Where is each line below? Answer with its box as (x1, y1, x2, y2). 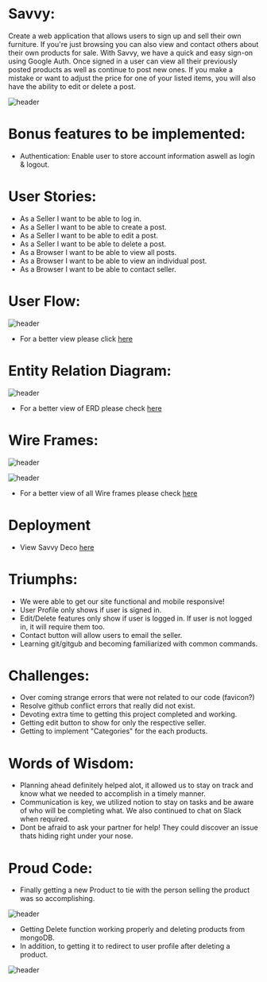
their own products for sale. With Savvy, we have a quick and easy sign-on (8, 48, 253, 57)
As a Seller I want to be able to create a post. (19, 222, 167, 231)
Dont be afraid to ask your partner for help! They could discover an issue (19, 823, 258, 833)
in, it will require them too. (19, 621, 105, 632)
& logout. (19, 160, 50, 169)
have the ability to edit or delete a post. (8, 81, 137, 91)
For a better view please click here (19, 334, 133, 343)
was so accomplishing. (19, 894, 95, 903)
